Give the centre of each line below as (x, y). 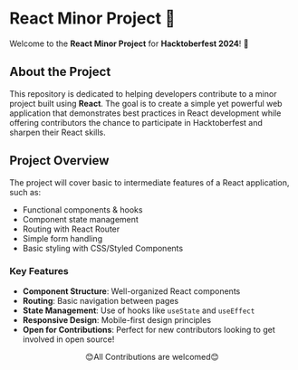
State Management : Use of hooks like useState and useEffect (139, 310)
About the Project (60, 72)
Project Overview (59, 161)
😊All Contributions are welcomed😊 (152, 356)
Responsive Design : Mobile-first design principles (116, 319)
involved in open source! (68, 339)
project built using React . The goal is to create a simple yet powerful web (146, 103)
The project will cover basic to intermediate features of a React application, (149, 182)
